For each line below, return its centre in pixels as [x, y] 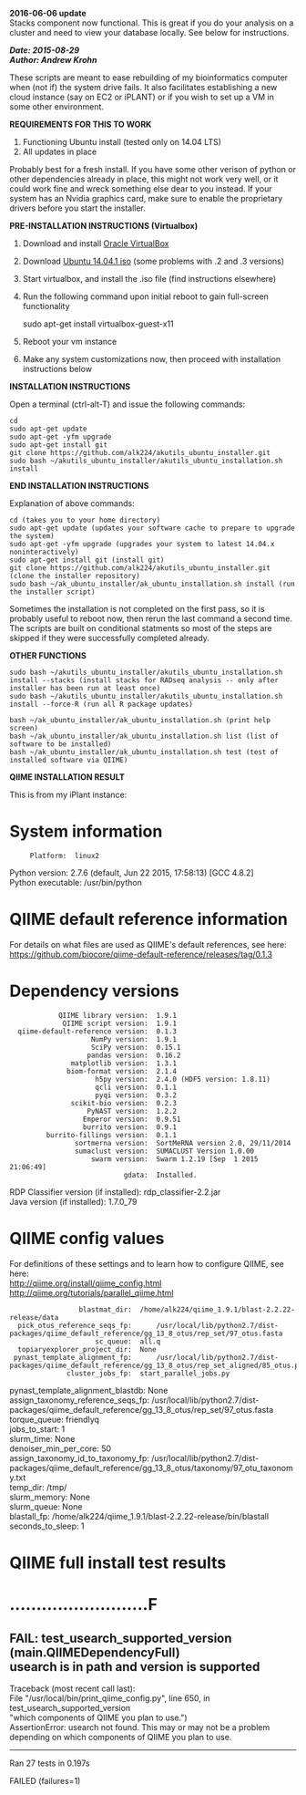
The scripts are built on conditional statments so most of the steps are [141, 628]
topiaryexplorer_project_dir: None [87, 1349]
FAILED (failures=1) [45, 1780]
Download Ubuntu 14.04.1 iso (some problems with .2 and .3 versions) [153, 261]
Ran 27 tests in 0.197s [50, 1763]
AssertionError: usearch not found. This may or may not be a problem [140, 1727]
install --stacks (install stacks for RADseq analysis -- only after [144, 680]
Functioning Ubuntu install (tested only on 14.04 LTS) [122, 142]
